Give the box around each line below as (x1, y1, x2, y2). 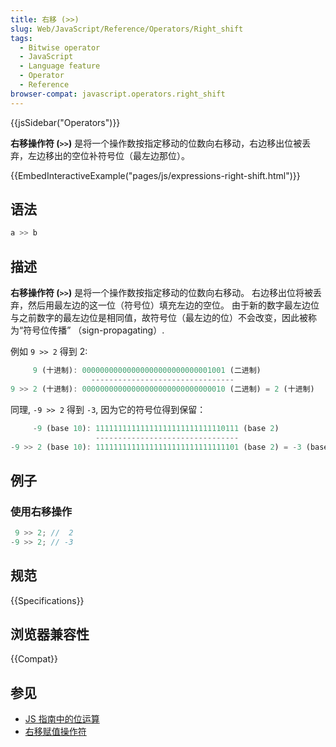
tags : (10, 33, 33, 43)
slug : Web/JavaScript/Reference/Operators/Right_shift (10, 24, 244, 34)
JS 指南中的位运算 (24, 713, 100, 725)
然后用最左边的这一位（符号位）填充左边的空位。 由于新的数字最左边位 (27, 299, 320, 311)
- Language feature (19, 61, 101, 71)
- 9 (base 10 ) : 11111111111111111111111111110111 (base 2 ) (32, 423, 280, 433)
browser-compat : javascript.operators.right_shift (10, 89, 226, 99)
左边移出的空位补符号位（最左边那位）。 (27, 149, 190, 161)
